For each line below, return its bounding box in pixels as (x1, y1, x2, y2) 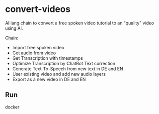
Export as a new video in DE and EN (12, 76, 86, 82)
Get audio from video (12, 50, 56, 56)
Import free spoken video (12, 44, 65, 50)
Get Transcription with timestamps (12, 55, 83, 61)
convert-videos (5, 3, 71, 15)
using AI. (5, 25, 23, 31)
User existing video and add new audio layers (12, 71, 106, 77)
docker (5, 104, 20, 110)
